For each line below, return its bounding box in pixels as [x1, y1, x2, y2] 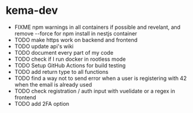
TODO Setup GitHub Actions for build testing [14, 61, 126, 69]
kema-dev [5, 4, 58, 17]
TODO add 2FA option [14, 100, 70, 107]
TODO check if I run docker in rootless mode [14, 55, 126, 63]
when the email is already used [14, 81, 92, 88]
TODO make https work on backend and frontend [14, 36, 137, 43]
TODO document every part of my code [14, 49, 114, 56]
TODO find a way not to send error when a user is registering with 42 [14, 75, 187, 82]
